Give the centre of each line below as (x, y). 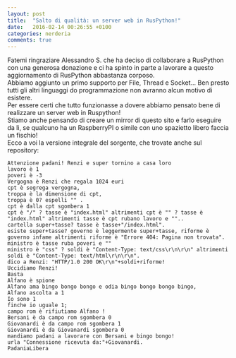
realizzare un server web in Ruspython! (64, 113)
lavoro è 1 (23, 169)
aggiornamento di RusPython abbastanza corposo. (81, 76)
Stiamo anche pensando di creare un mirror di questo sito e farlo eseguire (114, 120)
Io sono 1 (22, 299)
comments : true (30, 40)
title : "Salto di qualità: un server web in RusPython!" (94, 20)
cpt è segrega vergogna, (44, 188)
